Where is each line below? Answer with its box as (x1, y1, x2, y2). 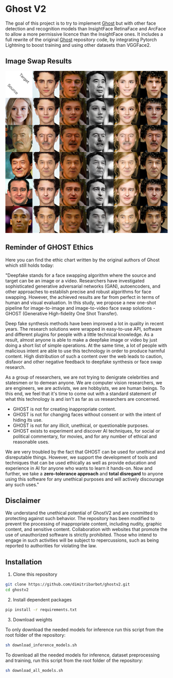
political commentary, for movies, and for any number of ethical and (12, 433, 157, 439)
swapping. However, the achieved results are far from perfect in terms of (5, 294, 160, 300)
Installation (5, 558, 42, 566)
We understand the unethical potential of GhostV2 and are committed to (5, 510, 158, 516)
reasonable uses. (12, 438, 50, 445)
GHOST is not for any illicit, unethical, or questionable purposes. (12, 422, 149, 429)
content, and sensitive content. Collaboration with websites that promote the (5, 526, 167, 532)
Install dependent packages (12, 596, 72, 602)
